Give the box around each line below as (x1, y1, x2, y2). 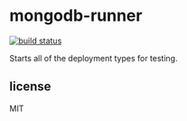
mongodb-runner (9, 5, 143, 26)
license (9, 79, 51, 95)
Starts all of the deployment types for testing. (9, 52, 178, 63)
